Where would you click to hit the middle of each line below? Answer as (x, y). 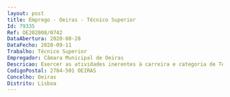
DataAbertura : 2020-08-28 (44, 39)
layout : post (26, 13)
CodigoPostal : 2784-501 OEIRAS (52, 70)
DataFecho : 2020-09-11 (39, 45)
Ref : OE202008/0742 (35, 32)
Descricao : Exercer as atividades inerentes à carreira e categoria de (111, 64)
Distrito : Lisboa (32, 83)
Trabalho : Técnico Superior (47, 52)
